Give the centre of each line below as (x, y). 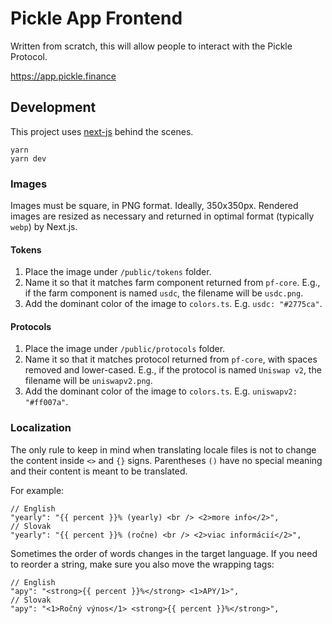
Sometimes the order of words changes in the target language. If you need (164, 553)
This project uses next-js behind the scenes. (102, 131)
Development (53, 107)
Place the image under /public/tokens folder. (118, 272)
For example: (37, 490)
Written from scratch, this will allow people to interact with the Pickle (151, 46)
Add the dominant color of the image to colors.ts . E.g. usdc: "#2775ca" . (173, 304)
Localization (41, 428)
